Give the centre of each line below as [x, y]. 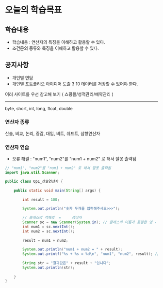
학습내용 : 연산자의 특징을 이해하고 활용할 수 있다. [58, 42]
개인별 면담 [23, 77]
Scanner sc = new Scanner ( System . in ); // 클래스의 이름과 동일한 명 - [90, 222]
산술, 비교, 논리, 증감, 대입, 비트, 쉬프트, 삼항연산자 [53, 134]
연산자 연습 [17, 148]
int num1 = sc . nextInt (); [49, 227]
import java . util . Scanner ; [32, 173]
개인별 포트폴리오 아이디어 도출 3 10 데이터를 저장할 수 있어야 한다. [75, 84]
